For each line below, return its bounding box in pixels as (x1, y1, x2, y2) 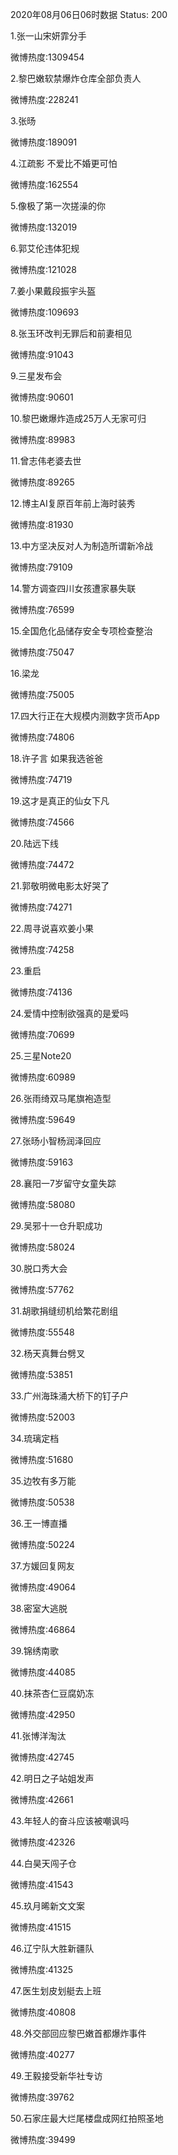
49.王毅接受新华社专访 (10, 2070, 103, 2082)
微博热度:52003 (10, 1411, 76, 1423)
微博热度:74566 (10, 816, 75, 828)
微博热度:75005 (10, 689, 75, 700)
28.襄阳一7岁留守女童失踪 (10, 1178, 117, 1189)
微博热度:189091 (10, 136, 78, 148)
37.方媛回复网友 (10, 1560, 75, 1572)
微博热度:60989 (10, 1071, 76, 1083)
